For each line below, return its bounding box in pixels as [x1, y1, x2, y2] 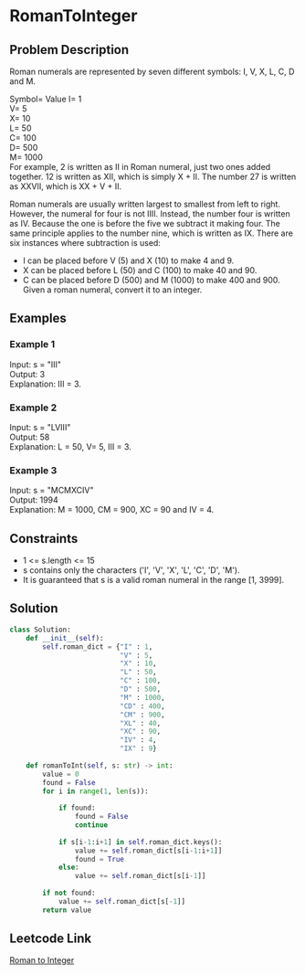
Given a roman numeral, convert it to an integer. [22, 284, 203, 295]
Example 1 [9, 338, 56, 351]
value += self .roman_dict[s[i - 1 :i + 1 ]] [74, 846, 223, 855]
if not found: [42, 888, 96, 898]
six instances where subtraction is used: [9, 238, 162, 248]
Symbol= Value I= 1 [9, 93, 82, 104]
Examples [9, 311, 67, 326]
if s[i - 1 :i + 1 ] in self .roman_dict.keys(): [58, 837, 223, 846]
